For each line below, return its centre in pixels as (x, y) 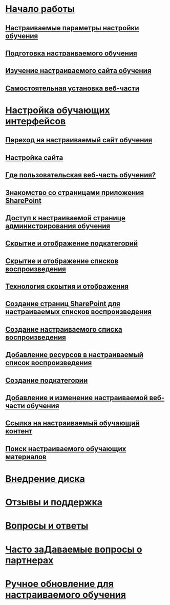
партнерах (29, 560)
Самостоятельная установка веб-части (72, 88)
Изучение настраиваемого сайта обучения (78, 71)
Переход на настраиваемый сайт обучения (79, 140)
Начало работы (40, 9)
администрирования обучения (58, 226)
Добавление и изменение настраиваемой (77, 398)
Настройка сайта (34, 157)
